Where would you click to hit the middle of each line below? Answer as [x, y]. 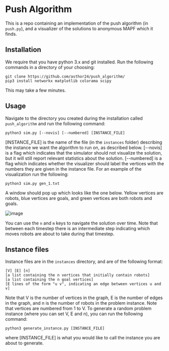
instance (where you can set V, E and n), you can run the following [74, 314]
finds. [11, 34]
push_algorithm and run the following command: [55, 123]
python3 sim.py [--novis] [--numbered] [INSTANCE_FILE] [65, 133]
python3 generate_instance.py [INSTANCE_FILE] [55, 328]
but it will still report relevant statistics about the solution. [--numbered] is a [84, 158]
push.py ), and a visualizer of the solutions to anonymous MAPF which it [79, 28]
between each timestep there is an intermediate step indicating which [78, 228]
